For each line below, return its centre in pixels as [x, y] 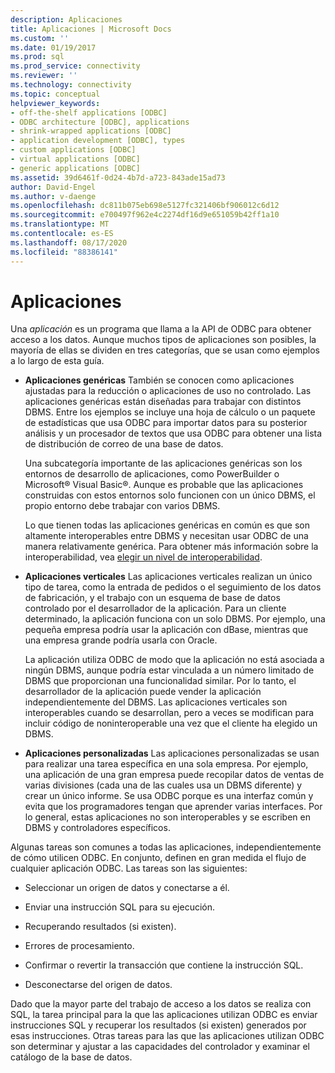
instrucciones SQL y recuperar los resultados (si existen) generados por [158, 1025]
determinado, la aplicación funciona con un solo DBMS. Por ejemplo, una [175, 619]
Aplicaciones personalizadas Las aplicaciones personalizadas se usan [172, 753]
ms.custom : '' [40, 38]
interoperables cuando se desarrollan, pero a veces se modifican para [169, 713]
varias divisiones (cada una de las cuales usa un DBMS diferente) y [163, 785]
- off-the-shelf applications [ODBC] [89, 112]
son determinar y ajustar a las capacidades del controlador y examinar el [160, 1047]
